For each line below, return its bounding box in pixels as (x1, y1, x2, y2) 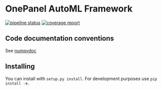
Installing (5, 62, 35, 71)
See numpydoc (5, 47, 37, 53)
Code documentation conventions (5, 34, 114, 43)
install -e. (5, 81, 30, 86)
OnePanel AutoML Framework (5, 3, 133, 15)
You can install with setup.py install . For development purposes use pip (5, 75, 157, 81)
